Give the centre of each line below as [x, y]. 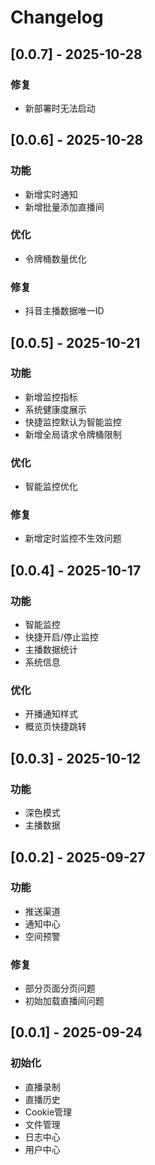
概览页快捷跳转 [55, 727]
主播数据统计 [51, 650]
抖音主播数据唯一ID [64, 311]
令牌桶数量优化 [55, 258]
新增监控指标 [51, 397]
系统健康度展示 [55, 409]
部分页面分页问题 [60, 988]
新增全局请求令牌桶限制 [73, 434]
